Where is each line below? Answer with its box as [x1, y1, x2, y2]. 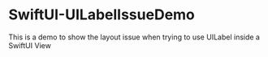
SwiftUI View [8, 40, 51, 50]
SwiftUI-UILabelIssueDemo [8, 6, 195, 24]
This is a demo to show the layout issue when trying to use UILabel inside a [8, 32, 260, 42]
